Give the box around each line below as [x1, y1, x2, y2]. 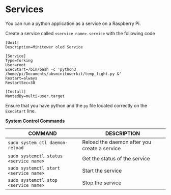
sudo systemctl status [8, 153, 63, 159]
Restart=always [5, 75, 38, 81]
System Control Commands [5, 118, 65, 124]
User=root [5, 62, 26, 67]
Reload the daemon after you [82, 138, 152, 146]
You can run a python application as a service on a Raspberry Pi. [5, 20, 141, 26]
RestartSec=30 [5, 80, 36, 85]
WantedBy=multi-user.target [5, 93, 65, 99]
